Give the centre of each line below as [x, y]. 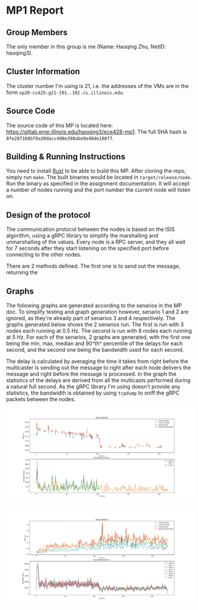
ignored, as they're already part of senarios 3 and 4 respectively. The [91, 318]
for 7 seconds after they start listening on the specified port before [87, 248]
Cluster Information [43, 72]
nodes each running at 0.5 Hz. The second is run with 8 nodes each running [99, 331]
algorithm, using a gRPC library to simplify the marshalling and [82, 236]
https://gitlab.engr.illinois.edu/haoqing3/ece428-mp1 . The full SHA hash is [97, 132]
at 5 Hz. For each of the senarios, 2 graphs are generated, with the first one [98, 337]
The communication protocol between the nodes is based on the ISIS [90, 229]
